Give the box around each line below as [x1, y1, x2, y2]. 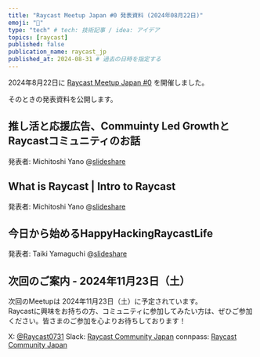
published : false [8, 41, 65, 49]
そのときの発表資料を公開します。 [8, 94, 117, 104]
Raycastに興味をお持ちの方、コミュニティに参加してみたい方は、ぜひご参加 [8, 307, 253, 316]
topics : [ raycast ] [8, 33, 68, 42]
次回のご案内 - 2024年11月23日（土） [8, 274, 190, 287]
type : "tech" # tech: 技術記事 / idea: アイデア [8, 26, 161, 34]
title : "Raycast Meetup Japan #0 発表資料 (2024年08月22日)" [8, 11, 204, 20]
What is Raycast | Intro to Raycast [8, 180, 176, 193]
